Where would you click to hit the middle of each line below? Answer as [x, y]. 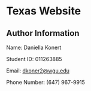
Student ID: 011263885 [34, 59]
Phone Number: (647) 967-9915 [45, 82]
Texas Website [44, 11]
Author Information [43, 33]
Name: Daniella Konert [34, 47]
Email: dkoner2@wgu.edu [38, 71]
